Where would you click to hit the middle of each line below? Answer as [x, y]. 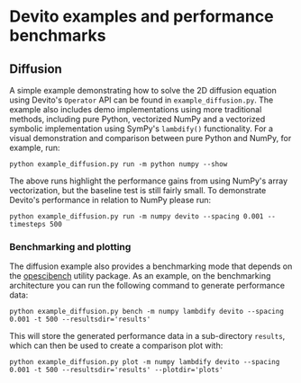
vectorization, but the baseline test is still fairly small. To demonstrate [138, 190]
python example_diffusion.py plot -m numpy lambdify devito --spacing [145, 362]
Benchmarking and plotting [70, 246]
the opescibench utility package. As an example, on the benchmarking [140, 276]
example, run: [35, 147]
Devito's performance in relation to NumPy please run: [110, 200]
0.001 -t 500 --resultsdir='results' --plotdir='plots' [116, 370]
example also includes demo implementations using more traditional [136, 109]
